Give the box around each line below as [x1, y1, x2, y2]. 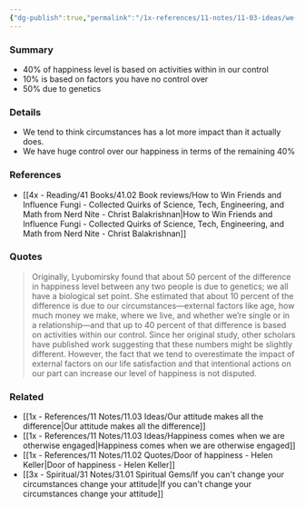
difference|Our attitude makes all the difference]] [22, 421, 206, 432]
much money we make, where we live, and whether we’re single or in [31, 310, 290, 321]
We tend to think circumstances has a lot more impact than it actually [22, 126, 281, 137]
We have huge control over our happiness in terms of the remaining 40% [22, 146, 296, 157]
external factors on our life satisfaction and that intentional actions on [31, 358, 292, 369]
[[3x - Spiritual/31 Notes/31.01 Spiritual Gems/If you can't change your [22, 469, 285, 480]
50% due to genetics [22, 83, 102, 94]
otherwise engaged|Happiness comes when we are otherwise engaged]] [22, 440, 296, 451]
